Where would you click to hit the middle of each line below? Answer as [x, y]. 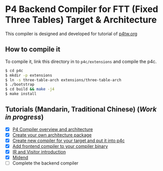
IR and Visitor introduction [39, 152]
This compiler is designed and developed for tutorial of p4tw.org [71, 33]
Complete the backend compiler [45, 163]
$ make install [21, 94]
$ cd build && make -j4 [30, 89]
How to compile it [33, 49]
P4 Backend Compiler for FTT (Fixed [82, 9]
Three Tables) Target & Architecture [81, 20]
